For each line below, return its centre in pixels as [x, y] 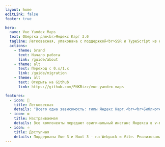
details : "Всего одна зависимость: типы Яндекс [63, 109]
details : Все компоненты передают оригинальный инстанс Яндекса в [83, 123]
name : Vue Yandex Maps [33, 32]
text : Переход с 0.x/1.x [43, 69]
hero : [11, 27]
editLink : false [22, 14]
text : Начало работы [39, 55]
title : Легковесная [34, 105]
